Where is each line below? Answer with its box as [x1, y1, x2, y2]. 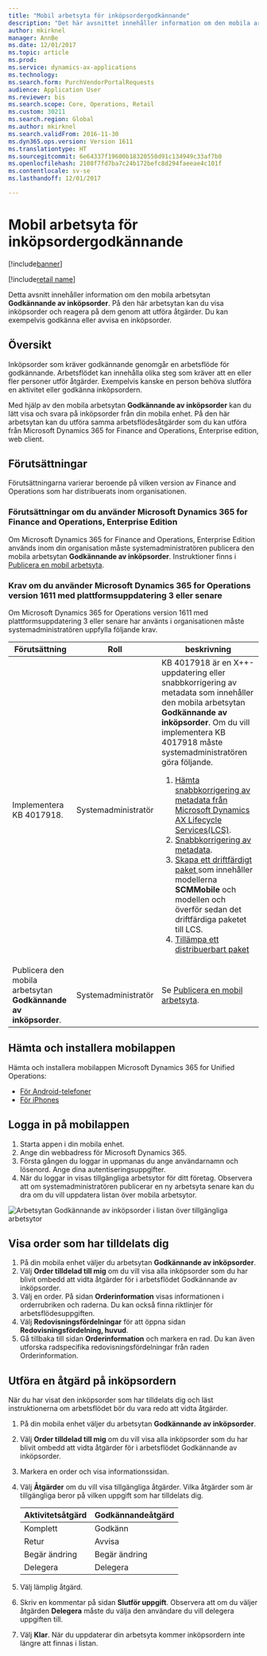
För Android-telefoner [19, 1086, 91, 1096]
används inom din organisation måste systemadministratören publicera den [8, 543, 254, 553]
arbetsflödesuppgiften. [19, 1309, 95, 1318]
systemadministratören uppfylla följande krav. [8, 625, 158, 635]
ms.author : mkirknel [8, 123, 77, 131]
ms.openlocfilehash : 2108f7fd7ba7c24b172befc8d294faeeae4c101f [8, 160, 222, 168]
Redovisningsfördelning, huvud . [19, 1326, 129, 1335]
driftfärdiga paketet [174, 914, 247, 925]
